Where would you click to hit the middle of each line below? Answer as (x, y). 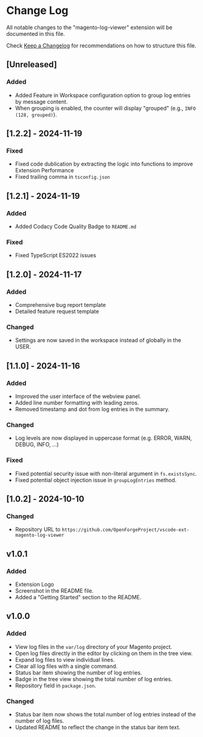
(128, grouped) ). (36, 114)
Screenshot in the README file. (54, 591)
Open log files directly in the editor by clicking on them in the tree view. (104, 653)
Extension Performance (45, 170)
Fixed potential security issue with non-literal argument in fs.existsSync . (106, 473)
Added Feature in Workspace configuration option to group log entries (103, 95)
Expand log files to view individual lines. (65, 659)
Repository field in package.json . (55, 685)
